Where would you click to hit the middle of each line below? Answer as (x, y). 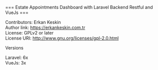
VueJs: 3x (16, 63)
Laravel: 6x (17, 57)
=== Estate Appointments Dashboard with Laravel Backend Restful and (79, 7)
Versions (14, 48)
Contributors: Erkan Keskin (33, 22)
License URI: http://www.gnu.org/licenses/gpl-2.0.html (62, 38)
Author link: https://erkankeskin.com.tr (45, 27)
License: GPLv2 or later (30, 33)
